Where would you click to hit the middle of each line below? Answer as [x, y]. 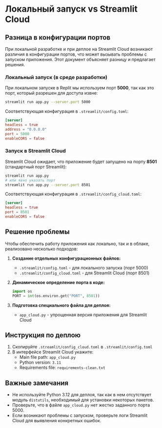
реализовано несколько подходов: [41, 249]
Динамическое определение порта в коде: [58, 282]
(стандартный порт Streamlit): [36, 166]
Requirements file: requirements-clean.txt [62, 367]
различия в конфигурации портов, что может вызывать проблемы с [76, 54]
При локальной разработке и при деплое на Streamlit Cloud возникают [79, 49]
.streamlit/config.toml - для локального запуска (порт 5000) [84, 267]
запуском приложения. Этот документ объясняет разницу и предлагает [80, 59]
